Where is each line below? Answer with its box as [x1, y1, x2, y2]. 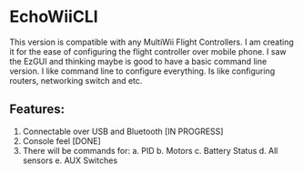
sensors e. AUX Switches [22, 155, 118, 166]
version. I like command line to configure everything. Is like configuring [9, 66, 276, 76]
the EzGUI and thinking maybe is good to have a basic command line [9, 56, 268, 66]
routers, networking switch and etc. [9, 75, 143, 86]
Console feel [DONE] [22, 135, 102, 147]
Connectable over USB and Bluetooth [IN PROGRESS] [22, 126, 224, 137]
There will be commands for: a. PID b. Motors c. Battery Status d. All [22, 145, 278, 156]
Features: [9, 102, 66, 117]
